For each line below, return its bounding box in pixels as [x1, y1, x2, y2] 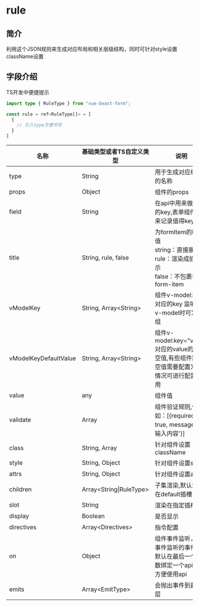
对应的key [155, 300, 182, 308]
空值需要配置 [155, 363, 191, 371]
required [171, 412, 195, 420]
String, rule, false [82, 254, 129, 262]
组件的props [155, 188, 189, 196]
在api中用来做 [155, 199, 194, 207]
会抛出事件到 [155, 581, 191, 589]
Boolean [82, 512, 105, 520]
